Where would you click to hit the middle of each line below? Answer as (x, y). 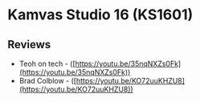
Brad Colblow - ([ (48, 81)
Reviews (29, 45)
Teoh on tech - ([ (47, 63)
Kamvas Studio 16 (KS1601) (100, 15)
